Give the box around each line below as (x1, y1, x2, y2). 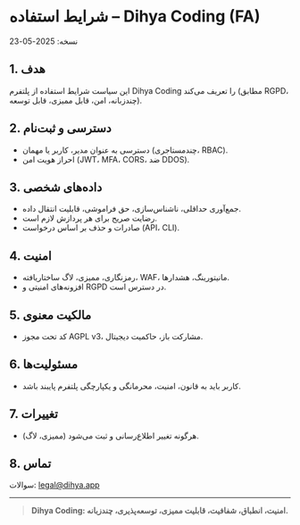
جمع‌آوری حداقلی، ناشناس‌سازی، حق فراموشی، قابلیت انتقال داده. (21, 204, 242, 214)
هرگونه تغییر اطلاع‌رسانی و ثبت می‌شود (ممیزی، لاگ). (21, 430, 199, 441)
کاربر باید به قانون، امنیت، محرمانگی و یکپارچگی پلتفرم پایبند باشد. (21, 380, 241, 391)
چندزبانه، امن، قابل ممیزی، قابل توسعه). (9, 95, 143, 105)
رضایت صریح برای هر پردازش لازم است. (21, 212, 158, 224)
